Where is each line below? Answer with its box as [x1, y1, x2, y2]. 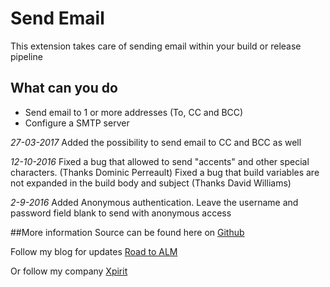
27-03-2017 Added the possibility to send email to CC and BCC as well [10, 136, 302, 148]
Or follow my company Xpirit [10, 265, 128, 277]
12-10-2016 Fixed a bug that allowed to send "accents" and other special [10, 155, 310, 167]
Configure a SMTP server [24, 117, 130, 129]
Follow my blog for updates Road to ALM [10, 245, 178, 257]
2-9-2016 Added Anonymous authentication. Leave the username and [10, 196, 299, 208]
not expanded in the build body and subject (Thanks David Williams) [10, 177, 292, 189]
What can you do [10, 80, 118, 97]
